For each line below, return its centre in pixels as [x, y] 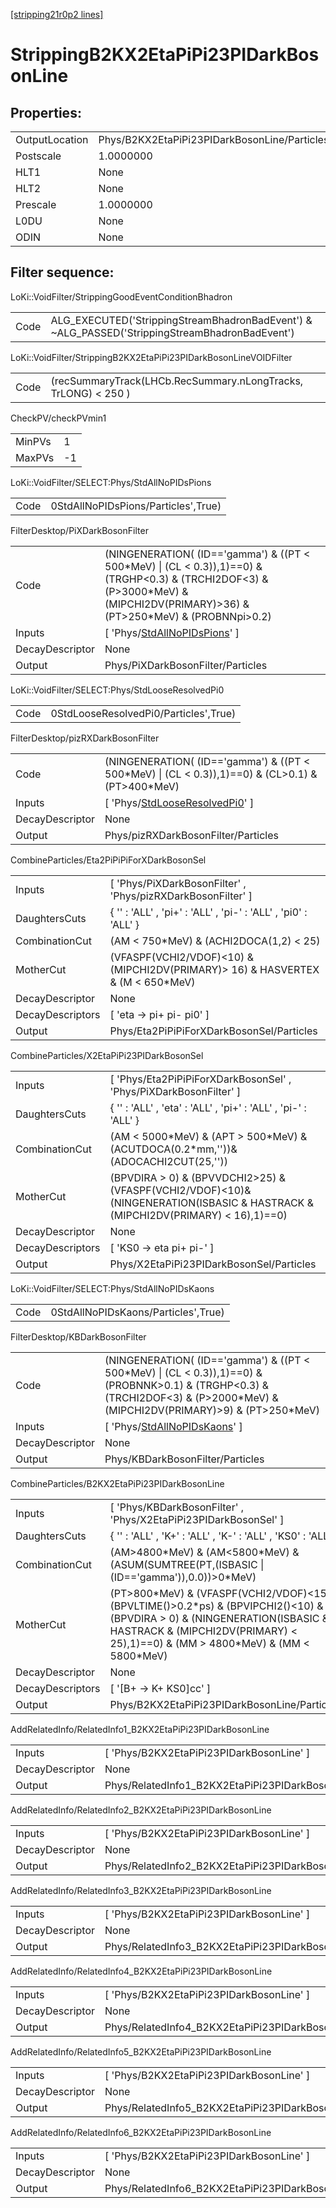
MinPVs [33, 441]
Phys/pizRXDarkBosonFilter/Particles [191, 835]
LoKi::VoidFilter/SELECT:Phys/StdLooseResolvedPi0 [117, 690]
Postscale [38, 156]
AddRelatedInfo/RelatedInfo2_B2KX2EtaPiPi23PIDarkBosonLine [141, 1810]
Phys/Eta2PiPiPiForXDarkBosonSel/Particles [213, 1031]
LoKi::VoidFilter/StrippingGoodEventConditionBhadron [121, 296]
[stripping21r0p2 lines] [57, 14]
